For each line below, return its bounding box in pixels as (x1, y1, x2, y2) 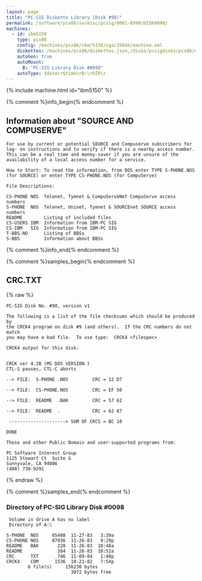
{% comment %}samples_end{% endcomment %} (6, 488, 130, 495)
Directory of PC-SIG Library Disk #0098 (6, 503, 124, 511)
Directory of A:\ (8, 522, 52, 528)
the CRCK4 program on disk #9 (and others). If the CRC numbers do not (6, 324, 192, 330)
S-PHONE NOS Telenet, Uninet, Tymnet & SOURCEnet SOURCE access (6, 204, 176, 210)
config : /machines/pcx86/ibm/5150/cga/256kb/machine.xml (17, 43, 163, 49)
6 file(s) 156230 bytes (28, 564, 98, 570)
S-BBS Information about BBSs (6, 236, 103, 242)
